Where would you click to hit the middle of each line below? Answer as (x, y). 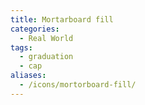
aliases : (28, 76)
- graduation (46, 57)
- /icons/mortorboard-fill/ (78, 85)
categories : (35, 29)
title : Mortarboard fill (62, 19)
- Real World (46, 38)
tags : (21, 47)
